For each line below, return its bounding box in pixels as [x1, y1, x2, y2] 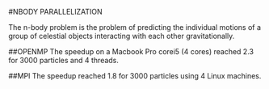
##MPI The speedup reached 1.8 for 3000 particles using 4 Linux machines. [8, 71, 262, 80]
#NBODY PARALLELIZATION [8, 7, 103, 16]
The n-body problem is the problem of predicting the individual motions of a [8, 23, 261, 32]
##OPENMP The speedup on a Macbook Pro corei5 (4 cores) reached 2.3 [8, 47, 254, 56]
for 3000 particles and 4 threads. [8, 56, 120, 65]
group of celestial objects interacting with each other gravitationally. [8, 32, 235, 40]
